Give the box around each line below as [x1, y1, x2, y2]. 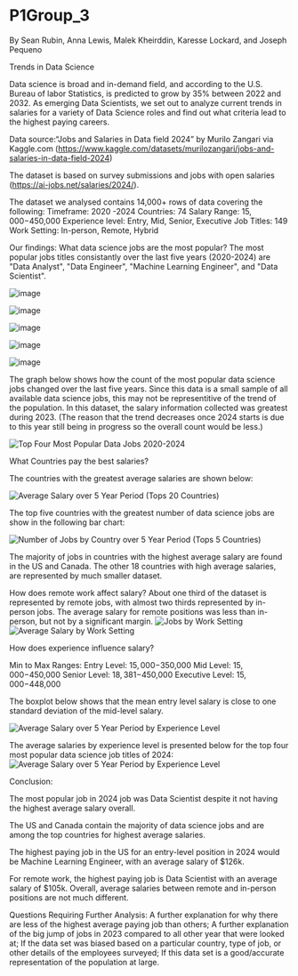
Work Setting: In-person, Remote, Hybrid [9, 224, 159, 236]
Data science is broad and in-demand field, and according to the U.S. [9, 78, 263, 89]
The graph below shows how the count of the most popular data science [9, 374, 276, 384]
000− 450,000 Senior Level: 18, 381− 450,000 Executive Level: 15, [9, 669, 247, 680]
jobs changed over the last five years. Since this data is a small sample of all [9, 383, 288, 394]
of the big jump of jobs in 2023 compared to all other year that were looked [9, 928, 285, 939]
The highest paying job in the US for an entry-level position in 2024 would [9, 846, 280, 857]
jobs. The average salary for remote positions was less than [36, 606, 256, 617]
